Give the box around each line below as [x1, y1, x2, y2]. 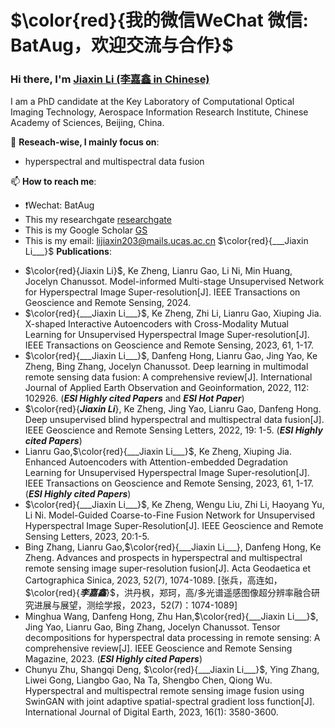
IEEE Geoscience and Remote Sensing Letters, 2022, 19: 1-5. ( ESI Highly [24, 424, 323, 436]
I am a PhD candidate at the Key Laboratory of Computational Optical [10, 96, 295, 108]
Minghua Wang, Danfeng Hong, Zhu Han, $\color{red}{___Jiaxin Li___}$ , [24, 611, 319, 623]
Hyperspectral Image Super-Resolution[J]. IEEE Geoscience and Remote [24, 520, 324, 532]
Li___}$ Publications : [24, 246, 112, 258]
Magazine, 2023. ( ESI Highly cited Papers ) [24, 653, 203, 665]
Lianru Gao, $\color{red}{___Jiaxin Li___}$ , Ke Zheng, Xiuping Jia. [24, 446, 292, 458]
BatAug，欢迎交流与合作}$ [10, 34, 234, 57]
